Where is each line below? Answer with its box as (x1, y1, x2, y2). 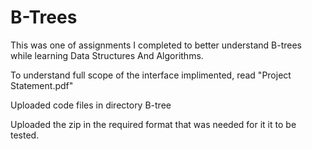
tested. (10, 129, 40, 141)
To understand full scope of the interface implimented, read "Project (10, 69, 292, 81)
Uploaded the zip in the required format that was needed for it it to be (10, 118, 297, 130)
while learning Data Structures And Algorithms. (10, 49, 204, 61)
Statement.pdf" (10, 79, 74, 91)
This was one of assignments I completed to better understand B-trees (10, 39, 302, 51)
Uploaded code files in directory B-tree (10, 99, 172, 111)
